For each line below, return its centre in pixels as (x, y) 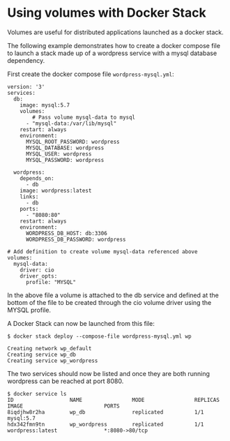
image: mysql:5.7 (45, 105)
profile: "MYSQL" (51, 282)
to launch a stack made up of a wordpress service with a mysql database (112, 53)
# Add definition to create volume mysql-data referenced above (102, 252)
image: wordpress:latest (56, 190)
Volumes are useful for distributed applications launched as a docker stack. (116, 32)
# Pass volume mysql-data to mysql (84, 117)
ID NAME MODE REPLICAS (113, 400)
